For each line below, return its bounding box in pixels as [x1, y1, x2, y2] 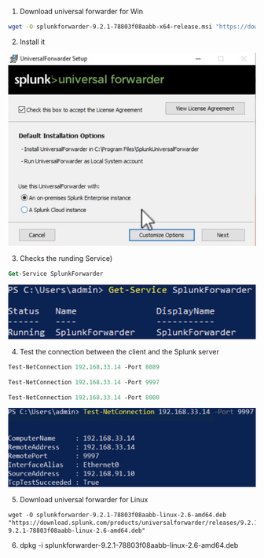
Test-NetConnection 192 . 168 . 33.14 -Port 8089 [8, 363, 159, 371]
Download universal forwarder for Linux [19, 494, 148, 504]
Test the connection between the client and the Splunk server [19, 347, 220, 356]
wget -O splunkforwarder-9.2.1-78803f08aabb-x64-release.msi [8, 23, 213, 31]
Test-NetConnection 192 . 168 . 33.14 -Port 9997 [8, 378, 159, 386]
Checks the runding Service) [19, 253, 113, 262]
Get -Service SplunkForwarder [8, 270, 104, 277]
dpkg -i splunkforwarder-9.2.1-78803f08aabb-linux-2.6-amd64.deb [19, 540, 239, 549]
